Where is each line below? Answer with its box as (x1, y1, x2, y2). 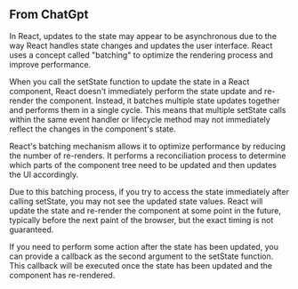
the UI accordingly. (9, 169, 78, 180)
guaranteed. (9, 224, 54, 235)
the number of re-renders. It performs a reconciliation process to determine (9, 150, 286, 161)
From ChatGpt (9, 7, 89, 22)
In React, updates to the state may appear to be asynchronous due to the (9, 30, 278, 41)
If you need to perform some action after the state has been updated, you (9, 241, 278, 252)
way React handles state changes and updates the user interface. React (9, 40, 273, 51)
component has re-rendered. (9, 269, 116, 280)
